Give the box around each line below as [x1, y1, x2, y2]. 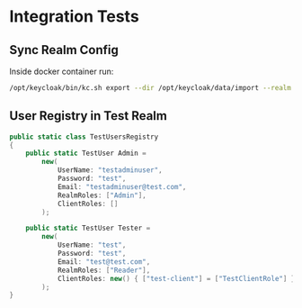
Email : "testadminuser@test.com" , [57, 182, 187, 191]
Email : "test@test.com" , [57, 257, 151, 267]
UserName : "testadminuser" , [57, 166, 164, 175]
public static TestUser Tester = [25, 223, 151, 233]
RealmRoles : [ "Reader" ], [57, 266, 151, 275]
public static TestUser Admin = [25, 149, 147, 159]
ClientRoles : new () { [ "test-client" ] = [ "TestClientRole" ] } [57, 274, 296, 283]
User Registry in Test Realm [9, 108, 168, 123]
